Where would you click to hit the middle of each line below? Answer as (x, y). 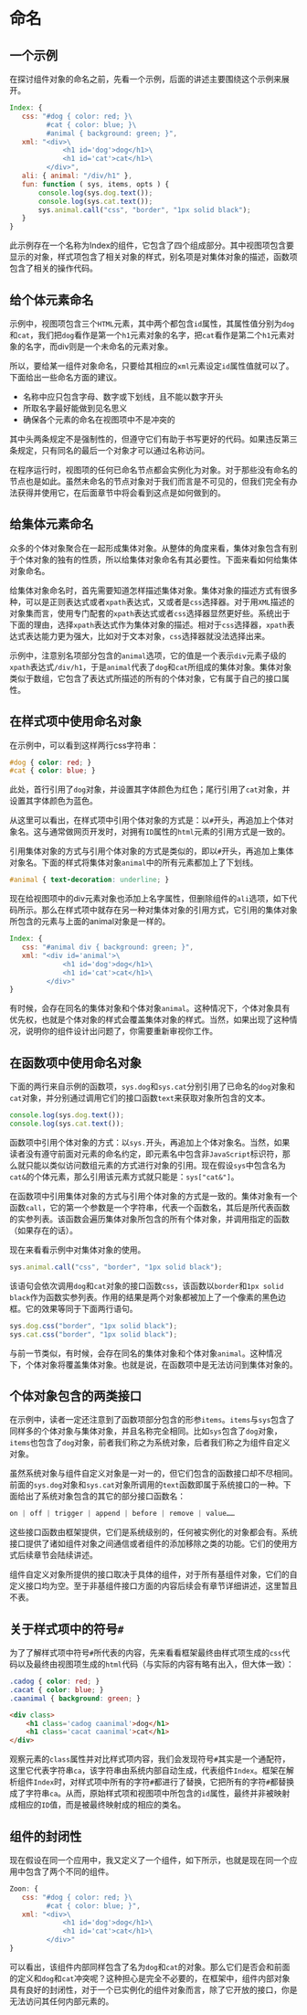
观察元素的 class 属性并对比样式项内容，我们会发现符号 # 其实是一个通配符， (150, 1759)
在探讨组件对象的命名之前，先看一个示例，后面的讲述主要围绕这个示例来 (145, 79)
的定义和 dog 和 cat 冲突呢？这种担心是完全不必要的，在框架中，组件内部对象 (150, 1978)
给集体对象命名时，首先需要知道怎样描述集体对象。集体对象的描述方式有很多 (153, 590)
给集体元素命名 (52, 524)
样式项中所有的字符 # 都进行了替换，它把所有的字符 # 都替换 (186, 1782)
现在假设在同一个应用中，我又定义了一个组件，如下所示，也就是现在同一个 (149, 1860)
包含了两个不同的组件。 (69, 1871)
